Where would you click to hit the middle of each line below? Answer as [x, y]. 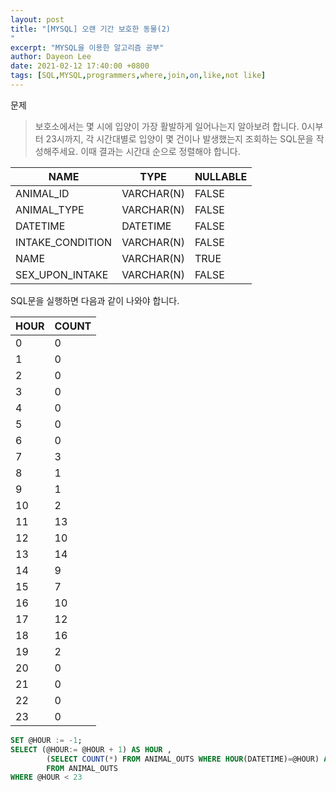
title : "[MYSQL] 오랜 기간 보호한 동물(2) [90, 29]
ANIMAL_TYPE [50, 209]
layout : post [37, 19]
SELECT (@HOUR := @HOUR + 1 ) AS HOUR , [91, 749]
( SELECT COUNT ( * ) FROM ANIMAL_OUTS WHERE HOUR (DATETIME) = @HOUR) [183, 759]
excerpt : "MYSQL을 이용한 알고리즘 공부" [87, 47]
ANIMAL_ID [42, 193]
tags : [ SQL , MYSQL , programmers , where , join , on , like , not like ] [138, 76]
